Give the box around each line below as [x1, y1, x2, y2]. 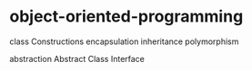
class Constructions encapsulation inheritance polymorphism [9, 36, 239, 47]
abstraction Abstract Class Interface [9, 53, 146, 64]
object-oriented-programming [9, 6, 244, 27]
